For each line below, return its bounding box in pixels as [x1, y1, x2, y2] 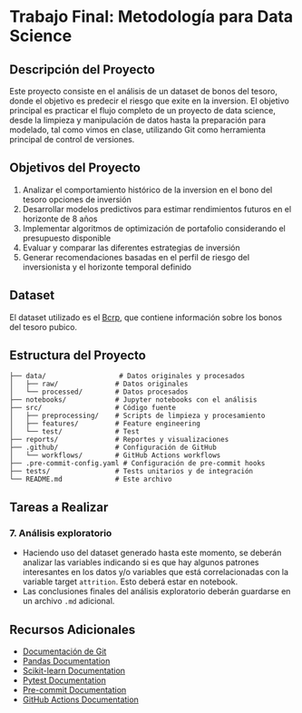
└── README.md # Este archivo [9, 474, 172, 484]
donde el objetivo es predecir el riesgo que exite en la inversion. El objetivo [9, 95, 290, 106]
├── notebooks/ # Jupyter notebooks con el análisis [9, 396, 258, 405]
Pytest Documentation [22, 674, 106, 686]
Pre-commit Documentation [22, 684, 127, 695]
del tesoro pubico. [9, 321, 78, 332]
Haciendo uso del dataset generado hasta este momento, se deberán [22, 547, 282, 559]
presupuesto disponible [22, 232, 112, 243]
